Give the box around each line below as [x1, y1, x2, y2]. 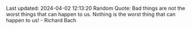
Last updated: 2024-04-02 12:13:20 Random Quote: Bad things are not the [6, 5, 186, 11]
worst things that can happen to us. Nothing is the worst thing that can [6, 11, 176, 18]
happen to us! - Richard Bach [6, 17, 77, 23]
